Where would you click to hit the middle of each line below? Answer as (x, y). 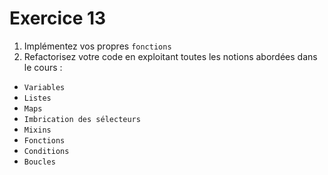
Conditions (46, 151)
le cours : (43, 67)
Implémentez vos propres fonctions (97, 46)
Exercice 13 (58, 18)
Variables (44, 87)
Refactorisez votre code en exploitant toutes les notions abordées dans (170, 56)
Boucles (39, 162)
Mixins (37, 130)
